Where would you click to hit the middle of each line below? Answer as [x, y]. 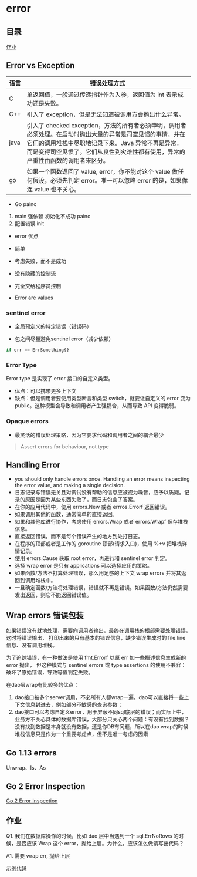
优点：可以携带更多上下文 [45, 391]
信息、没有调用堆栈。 [32, 645]
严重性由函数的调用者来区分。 [68, 160]
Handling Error [33, 465]
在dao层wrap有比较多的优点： [43, 685]
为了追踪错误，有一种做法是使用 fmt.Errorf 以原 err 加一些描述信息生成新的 [96, 658]
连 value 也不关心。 [53, 189]
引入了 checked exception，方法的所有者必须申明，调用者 [106, 125]
